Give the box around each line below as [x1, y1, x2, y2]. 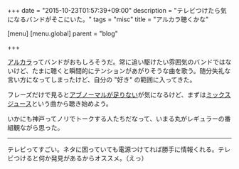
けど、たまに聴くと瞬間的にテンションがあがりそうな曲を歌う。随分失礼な [13, 67, 231, 75]
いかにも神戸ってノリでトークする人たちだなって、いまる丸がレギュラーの [7, 114, 225, 123]
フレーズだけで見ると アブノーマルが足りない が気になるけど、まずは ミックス [7, 91, 231, 99]
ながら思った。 [19, 124, 64, 131]
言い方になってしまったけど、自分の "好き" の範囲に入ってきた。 [7, 75, 196, 84]
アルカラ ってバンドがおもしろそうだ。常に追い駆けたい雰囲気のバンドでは [7, 58, 225, 66]
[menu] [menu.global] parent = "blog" [7, 29, 119, 38]
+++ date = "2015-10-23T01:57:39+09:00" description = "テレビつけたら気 [7, 6, 227, 14]
